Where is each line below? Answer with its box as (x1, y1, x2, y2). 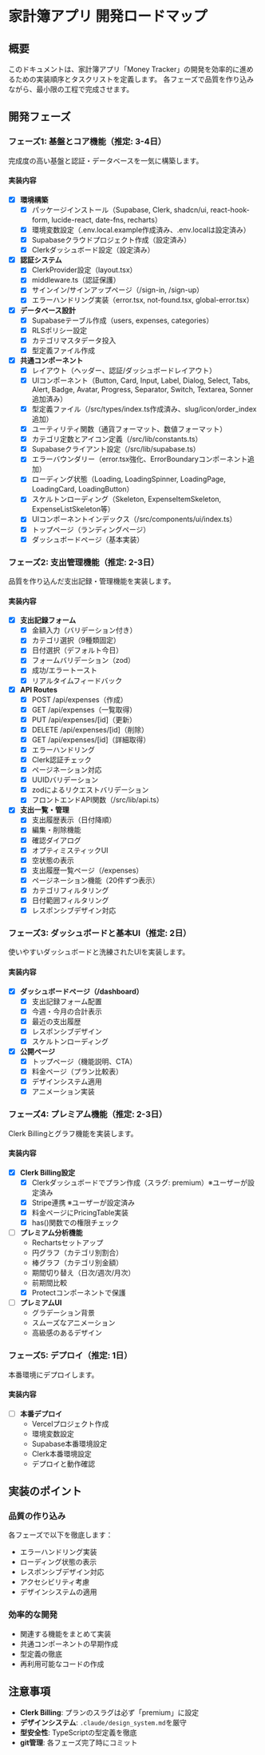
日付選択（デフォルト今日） (31, 645, 124, 655)
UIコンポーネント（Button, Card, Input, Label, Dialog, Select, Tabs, (31, 375, 251, 385)
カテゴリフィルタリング (31, 886, 109, 895)
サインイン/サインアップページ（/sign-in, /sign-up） (31, 285, 204, 295)
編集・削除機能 (31, 825, 81, 835)
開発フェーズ (8, 110, 71, 124)
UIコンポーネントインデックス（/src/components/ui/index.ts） (31, 514, 237, 524)
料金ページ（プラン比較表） (31, 1066, 124, 1077)
